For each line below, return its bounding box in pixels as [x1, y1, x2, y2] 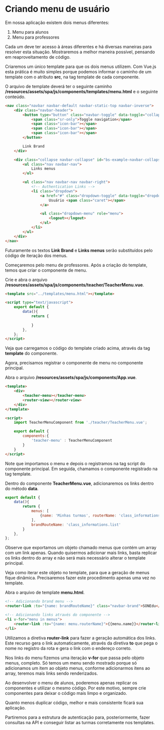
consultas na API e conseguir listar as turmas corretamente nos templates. [5, 719, 155, 725]
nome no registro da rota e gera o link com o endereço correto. [5, 645, 132, 651]
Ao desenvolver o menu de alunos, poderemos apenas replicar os [5, 680, 138, 686]
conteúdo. [5, 94, 26, 100]
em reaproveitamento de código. [5, 54, 71, 60]
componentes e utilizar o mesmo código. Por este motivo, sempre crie [5, 685, 146, 691]
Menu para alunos [12, 29, 49, 35]
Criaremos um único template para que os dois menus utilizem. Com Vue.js [5, 64, 157, 69]
